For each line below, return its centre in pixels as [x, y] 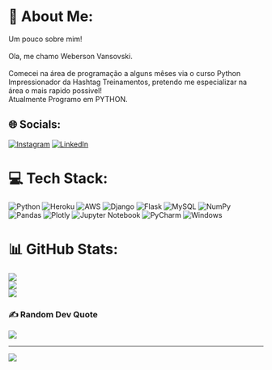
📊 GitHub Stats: [64, 249]
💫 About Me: [51, 17]
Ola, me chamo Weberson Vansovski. [71, 56]
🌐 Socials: [35, 125]
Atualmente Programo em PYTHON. [68, 99]
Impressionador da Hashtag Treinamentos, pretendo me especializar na [128, 82]
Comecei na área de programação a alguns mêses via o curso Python [125, 73]
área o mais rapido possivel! [55, 90]
